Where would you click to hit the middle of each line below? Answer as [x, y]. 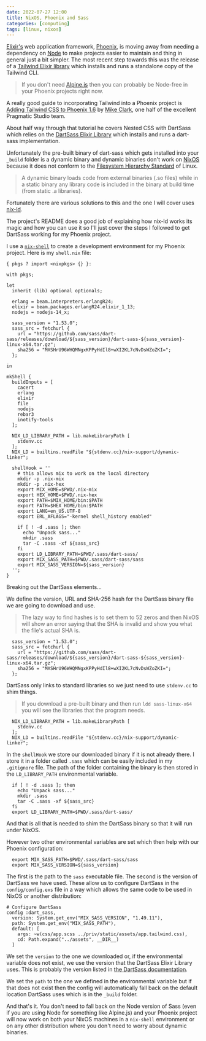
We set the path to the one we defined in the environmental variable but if [99, 981]
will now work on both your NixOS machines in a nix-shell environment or [101, 1020]
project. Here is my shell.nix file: [49, 253]
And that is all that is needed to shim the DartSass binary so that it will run [100, 824]
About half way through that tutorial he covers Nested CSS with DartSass [99, 128]
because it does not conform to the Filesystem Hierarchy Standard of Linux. [102, 166]
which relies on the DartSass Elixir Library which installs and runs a [91, 135]
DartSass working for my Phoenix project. [59, 235]
